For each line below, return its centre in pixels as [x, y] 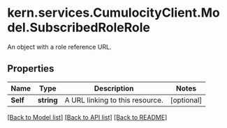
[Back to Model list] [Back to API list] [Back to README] [87, 117]
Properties [31, 69]
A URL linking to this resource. [114, 100]
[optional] [186, 100]
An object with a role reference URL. [59, 47]
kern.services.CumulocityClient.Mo [113, 13]
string [47, 100]
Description [114, 88]
